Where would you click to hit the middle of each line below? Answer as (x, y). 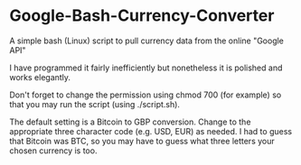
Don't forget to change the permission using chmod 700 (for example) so (146, 95)
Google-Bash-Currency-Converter (142, 16)
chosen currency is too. (53, 151)
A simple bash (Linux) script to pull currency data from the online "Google (147, 41)
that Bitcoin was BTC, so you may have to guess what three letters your (142, 141)
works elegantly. (40, 77)
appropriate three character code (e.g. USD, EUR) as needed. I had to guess (150, 131)
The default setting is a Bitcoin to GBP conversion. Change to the (130, 122)
